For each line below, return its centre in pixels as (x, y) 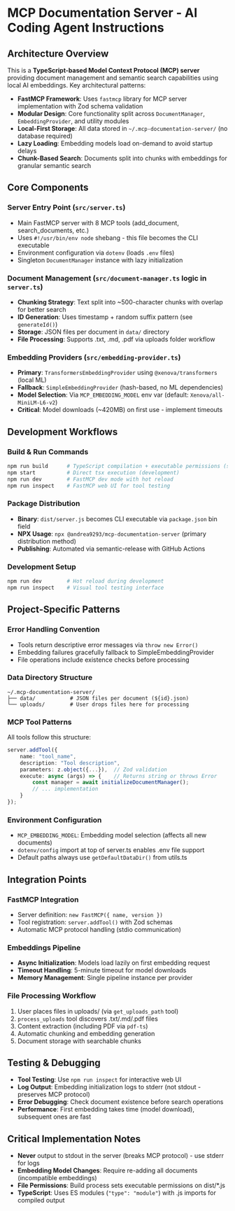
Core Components (48, 188)
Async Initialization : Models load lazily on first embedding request (114, 963)
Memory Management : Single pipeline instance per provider (105, 978)
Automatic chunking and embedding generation (86, 1033)
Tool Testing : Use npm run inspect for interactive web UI (99, 1079)
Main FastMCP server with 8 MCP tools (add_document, (98, 222)
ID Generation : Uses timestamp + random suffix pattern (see (105, 317)
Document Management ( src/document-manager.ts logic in (107, 278)
